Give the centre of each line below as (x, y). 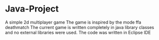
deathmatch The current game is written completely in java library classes (79, 27)
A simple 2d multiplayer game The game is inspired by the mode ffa (73, 22)
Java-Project (32, 9)
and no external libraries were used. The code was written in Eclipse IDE (78, 32)
